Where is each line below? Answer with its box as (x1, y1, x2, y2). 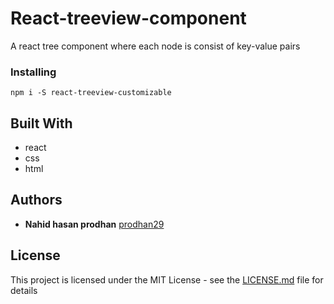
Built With (10, 115, 73, 132)
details (10, 284, 38, 296)
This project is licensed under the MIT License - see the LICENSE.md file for (10, 273, 324, 286)
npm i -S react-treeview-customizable (10, 88, 172, 98)
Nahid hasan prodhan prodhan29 (24, 218, 165, 230)
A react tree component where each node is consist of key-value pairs (10, 40, 301, 52)
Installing (10, 65, 57, 79)
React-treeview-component (10, 7, 247, 30)
